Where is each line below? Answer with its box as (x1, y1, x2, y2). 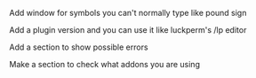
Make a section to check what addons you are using (9, 59, 200, 69)
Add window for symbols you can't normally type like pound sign (9, 8, 247, 18)
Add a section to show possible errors (9, 42, 148, 52)
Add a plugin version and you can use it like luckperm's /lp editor (9, 25, 247, 35)
